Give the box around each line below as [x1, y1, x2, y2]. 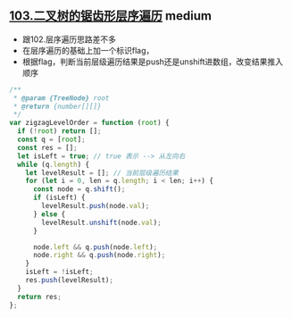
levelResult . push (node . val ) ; [41, 202, 150, 211]
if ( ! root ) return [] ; [17, 127, 102, 136]
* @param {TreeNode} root [13, 93, 110, 103]
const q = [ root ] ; [17, 135, 87, 145]
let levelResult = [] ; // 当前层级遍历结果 [25, 168, 179, 177]
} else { [32, 209, 66, 219]
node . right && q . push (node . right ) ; [32, 251, 166, 260]
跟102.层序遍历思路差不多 [21, 34, 116, 45]
